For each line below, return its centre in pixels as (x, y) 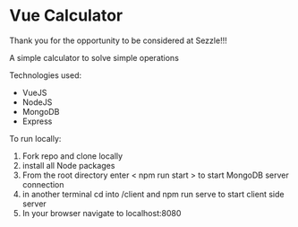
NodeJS (37, 102)
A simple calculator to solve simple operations (94, 57)
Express (37, 121)
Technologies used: (46, 75)
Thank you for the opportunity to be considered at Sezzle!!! (118, 40)
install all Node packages (68, 165)
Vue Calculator (66, 16)
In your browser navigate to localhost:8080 (102, 213)
